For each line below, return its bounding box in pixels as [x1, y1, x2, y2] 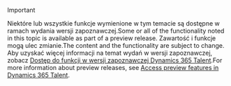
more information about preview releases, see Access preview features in [7, 64, 219, 71]
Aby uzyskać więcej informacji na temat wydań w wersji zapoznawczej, [7, 49, 213, 57]
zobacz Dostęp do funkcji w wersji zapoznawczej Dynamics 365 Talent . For [7, 56, 223, 64]
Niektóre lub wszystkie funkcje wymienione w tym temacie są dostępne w [7, 19, 220, 27]
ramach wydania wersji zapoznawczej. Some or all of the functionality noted [7, 27, 225, 35]
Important [7, 6, 36, 14]
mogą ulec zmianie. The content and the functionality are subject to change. [7, 42, 225, 49]
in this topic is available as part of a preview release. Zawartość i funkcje [7, 34, 216, 42]
